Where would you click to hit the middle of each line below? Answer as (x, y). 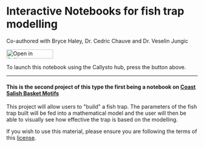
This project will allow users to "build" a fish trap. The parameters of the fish (102, 107)
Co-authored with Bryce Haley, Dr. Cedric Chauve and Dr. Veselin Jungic (97, 41)
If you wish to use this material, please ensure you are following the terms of (102, 131)
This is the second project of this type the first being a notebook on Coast (101, 87)
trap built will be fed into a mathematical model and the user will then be (96, 113)
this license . (21, 138)
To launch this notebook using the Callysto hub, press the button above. (96, 67)
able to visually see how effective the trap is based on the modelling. (92, 120)
